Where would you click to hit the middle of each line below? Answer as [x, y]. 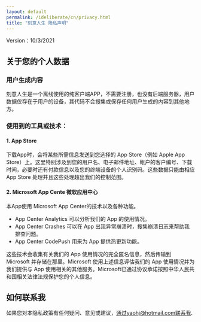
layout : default [26, 12]
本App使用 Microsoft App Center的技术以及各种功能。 [73, 206]
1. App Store [22, 141]
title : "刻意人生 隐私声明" [37, 23]
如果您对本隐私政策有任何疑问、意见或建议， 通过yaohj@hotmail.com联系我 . [100, 313]
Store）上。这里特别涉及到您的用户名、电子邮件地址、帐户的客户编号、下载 [99, 162]
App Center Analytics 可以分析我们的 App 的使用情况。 [83, 219]
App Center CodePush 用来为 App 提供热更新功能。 [78, 242]
